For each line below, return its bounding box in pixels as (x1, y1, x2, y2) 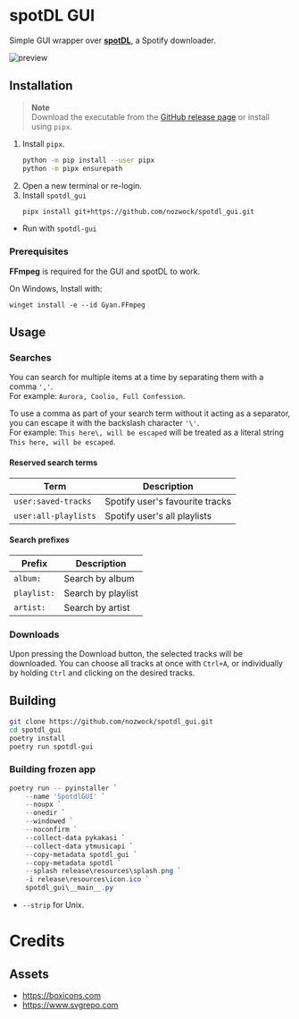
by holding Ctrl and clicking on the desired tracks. (9, 667, 195, 678)
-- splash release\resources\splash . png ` (25, 867, 181, 876)
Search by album (63, 572, 135, 584)
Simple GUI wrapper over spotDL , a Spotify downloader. (9, 35, 216, 46)
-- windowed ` (25, 817, 74, 826)
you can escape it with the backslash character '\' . (9, 418, 200, 429)
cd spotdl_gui (9, 726, 62, 735)
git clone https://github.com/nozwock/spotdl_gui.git (9, 717, 214, 726)
